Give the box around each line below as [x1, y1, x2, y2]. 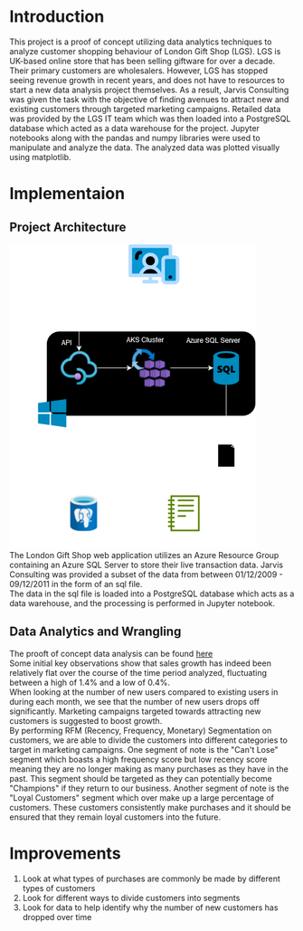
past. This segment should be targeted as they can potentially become [9, 773, 273, 784]
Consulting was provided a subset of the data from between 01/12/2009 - [9, 568, 283, 580]
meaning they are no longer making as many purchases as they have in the [9, 763, 289, 774]
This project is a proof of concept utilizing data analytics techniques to [9, 36, 272, 47]
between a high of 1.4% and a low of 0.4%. [9, 677, 170, 688]
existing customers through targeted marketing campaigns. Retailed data [9, 103, 281, 114]
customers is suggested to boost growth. [9, 715, 163, 726]
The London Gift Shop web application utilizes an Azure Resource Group [9, 549, 279, 560]
